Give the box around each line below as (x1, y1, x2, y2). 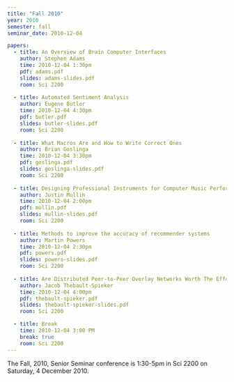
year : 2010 (7, 17, 39, 24)
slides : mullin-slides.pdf (19, 211, 98, 218)
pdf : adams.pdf (19, 68, 64, 75)
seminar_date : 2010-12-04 (7, 29, 82, 37)
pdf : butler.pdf (19, 114, 68, 121)
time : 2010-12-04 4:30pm (19, 107, 92, 114)
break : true (19, 333, 54, 340)
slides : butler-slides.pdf (19, 120, 98, 127)
